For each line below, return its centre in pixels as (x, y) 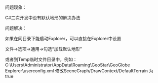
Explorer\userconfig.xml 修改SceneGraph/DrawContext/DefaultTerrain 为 (79, 71)
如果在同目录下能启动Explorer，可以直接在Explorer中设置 (63, 39)
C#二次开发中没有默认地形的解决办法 (43, 18)
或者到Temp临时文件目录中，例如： (41, 59)
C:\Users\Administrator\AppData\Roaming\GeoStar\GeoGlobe (68, 65)
